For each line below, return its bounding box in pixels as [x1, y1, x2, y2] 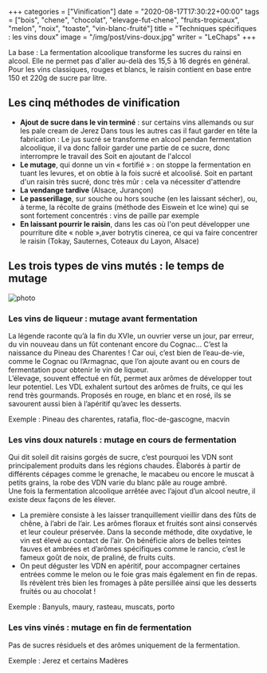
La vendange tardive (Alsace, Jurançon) [19, 185, 154, 195]
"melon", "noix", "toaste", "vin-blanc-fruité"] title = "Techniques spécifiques [8, 24, 257, 33]
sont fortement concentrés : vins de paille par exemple [19, 211, 199, 220]
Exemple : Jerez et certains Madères [8, 655, 129, 665]
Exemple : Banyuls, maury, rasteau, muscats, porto [8, 602, 175, 612]
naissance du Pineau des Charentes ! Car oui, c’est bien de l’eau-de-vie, [8, 347, 245, 358]
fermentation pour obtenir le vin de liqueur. [8, 365, 149, 374]
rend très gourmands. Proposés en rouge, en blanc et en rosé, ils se [8, 390, 232, 400]
